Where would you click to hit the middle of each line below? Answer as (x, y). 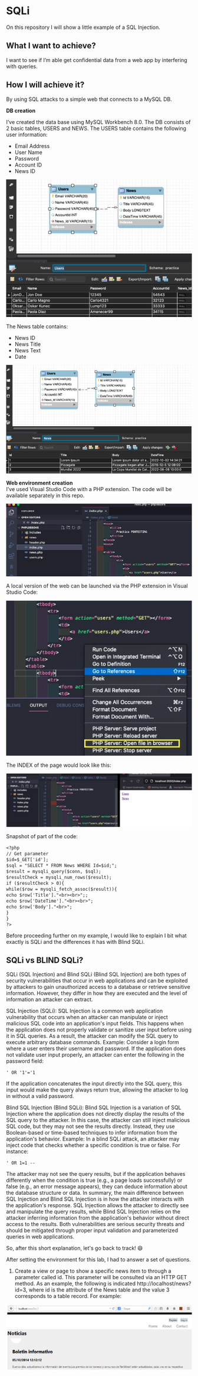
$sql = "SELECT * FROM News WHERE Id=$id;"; (62, 865)
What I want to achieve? (51, 46)
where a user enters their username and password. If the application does (96, 1048)
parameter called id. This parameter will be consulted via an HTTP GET (101, 1277)
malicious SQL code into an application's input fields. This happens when (95, 1024)
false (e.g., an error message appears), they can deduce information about (97, 1187)
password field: (25, 1061)
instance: (17, 1152)
